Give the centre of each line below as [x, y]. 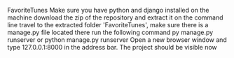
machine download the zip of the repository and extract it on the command [115, 17]
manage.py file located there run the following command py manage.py [110, 32]
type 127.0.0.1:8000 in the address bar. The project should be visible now [112, 47]
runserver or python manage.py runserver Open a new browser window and [117, 40]
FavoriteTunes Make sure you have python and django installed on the [108, 10]
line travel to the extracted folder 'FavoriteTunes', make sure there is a [108, 25]
